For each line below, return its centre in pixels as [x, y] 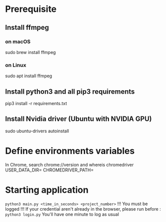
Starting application [47, 190]
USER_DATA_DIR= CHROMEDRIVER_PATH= [50, 170]
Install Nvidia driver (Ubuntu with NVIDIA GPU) [79, 119]
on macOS [18, 42]
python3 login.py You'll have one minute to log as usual [62, 214]
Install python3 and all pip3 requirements [70, 91]
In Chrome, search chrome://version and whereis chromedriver [69, 165]
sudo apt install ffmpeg [29, 76]
